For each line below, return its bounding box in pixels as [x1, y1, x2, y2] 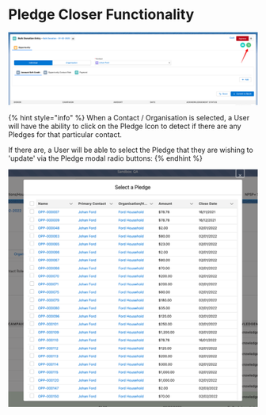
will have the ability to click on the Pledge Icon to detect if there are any [8, 121, 241, 131]
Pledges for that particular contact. [8, 130, 123, 139]
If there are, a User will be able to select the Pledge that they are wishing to [8, 145, 253, 155]
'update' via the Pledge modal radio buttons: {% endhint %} [8, 154, 203, 163]
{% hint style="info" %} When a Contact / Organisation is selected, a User [8, 113, 250, 123]
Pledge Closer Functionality [8, 6, 195, 24]
